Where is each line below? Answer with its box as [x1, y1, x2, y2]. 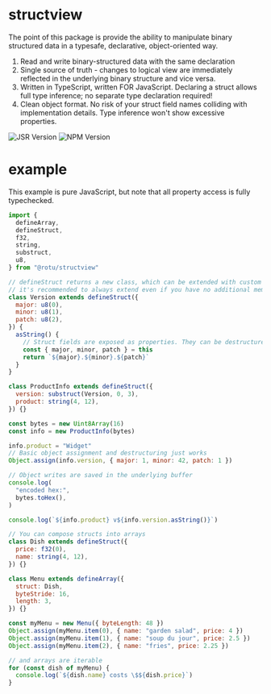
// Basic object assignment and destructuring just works [8, 449, 207, 457]
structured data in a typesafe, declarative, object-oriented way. [8, 40, 219, 50]
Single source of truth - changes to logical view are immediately [19, 64, 233, 74]
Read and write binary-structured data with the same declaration [19, 56, 236, 66]
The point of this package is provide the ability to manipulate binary [8, 32, 232, 42]
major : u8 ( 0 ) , [15, 301, 63, 309]
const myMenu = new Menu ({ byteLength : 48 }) [8, 619, 164, 628]
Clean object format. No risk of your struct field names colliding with [19, 99, 248, 109]
